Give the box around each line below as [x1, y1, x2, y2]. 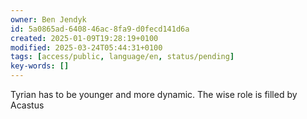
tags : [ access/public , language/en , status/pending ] [10, 52, 235, 62]
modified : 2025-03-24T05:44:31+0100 [10, 42, 163, 53]
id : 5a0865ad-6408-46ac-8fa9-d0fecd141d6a [10, 24, 190, 34]
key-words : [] [10, 61, 70, 71]
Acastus [10, 99, 45, 111]
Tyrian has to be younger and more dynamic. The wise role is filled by [10, 89, 298, 100]
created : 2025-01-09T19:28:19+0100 [10, 33, 159, 43]
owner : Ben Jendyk [10, 14, 87, 25]
